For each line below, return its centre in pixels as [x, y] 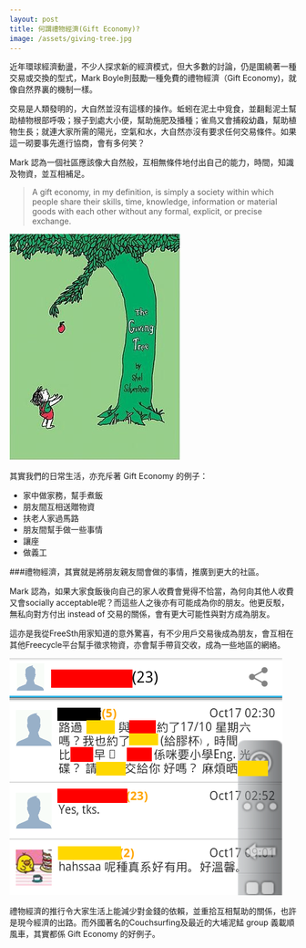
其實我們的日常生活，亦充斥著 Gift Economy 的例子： [109, 476]
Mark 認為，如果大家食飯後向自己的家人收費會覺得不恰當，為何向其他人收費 [152, 591]
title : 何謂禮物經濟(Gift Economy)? [75, 29]
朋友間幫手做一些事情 [62, 530]
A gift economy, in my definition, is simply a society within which [153, 193]
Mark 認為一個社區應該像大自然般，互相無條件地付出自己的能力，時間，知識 [152, 162]
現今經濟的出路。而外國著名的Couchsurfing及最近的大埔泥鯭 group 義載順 [156, 922]
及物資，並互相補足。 [49, 174]
